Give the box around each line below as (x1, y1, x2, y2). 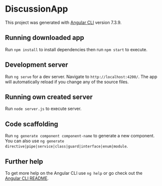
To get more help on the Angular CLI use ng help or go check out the (5, 170, 143, 176)
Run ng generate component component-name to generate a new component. (5, 133, 155, 139)
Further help (5, 157, 44, 166)
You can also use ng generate (5, 138, 65, 144)
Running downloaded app (5, 34, 84, 42)
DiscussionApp (5, 3, 68, 15)
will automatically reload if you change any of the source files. (5, 79, 129, 85)
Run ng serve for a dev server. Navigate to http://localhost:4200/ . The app (5, 74, 158, 79)
